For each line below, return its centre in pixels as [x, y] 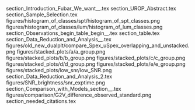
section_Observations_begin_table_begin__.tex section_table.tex [83, 33]
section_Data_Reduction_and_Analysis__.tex [59, 39]
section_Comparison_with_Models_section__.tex [64, 89]
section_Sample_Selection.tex [42, 15]
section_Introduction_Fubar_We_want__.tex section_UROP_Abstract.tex [91, 8]
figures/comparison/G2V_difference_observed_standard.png [79, 95]
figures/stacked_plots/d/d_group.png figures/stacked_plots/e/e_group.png [96, 64]
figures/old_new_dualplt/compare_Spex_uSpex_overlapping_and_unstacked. [98, 45]
